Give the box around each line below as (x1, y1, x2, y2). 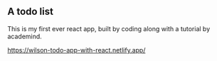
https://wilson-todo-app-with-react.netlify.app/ (7, 45, 146, 54)
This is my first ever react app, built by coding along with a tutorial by (7, 24, 211, 33)
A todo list (7, 6, 53, 18)
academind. (7, 32, 43, 40)
